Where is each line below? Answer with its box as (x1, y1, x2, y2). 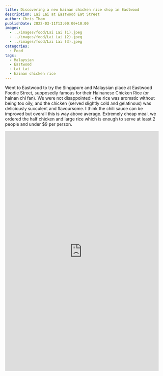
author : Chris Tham (5, 16, 45, 21)
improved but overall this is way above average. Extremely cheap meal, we (5, 111, 156, 116)
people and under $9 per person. (5, 121, 72, 127)
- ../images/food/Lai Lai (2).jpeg (9, 35, 82, 40)
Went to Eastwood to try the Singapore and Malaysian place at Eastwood (5, 85, 152, 90)
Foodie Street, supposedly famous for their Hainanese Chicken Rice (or (5, 89, 149, 96)
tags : (5, 53, 16, 58)
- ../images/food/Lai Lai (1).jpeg (9, 30, 82, 35)
